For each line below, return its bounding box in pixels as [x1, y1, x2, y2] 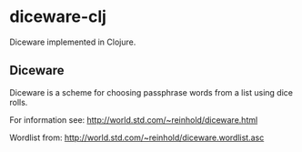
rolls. [9, 96, 28, 107]
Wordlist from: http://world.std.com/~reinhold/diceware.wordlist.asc [9, 132, 265, 143]
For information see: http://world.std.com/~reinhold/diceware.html [9, 114, 258, 125]
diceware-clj [9, 6, 107, 27]
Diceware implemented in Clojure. [9, 36, 136, 47]
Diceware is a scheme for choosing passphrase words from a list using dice [9, 86, 294, 97]
